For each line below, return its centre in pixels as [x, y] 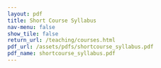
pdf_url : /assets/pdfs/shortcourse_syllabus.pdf [80, 47]
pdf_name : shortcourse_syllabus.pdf [61, 54]
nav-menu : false [31, 27]
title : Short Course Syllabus [52, 21]
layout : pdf [25, 14]
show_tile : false [33, 34]
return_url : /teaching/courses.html [61, 40]
